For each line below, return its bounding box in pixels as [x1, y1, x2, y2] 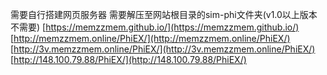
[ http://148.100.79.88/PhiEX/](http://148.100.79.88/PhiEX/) [10, 54, 247, 65]
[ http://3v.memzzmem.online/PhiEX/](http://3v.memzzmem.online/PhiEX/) [10, 43, 316, 55]
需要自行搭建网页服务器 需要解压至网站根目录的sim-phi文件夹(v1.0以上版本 [10, 9, 318, 20]
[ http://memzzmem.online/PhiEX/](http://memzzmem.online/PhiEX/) [10, 33, 291, 44]
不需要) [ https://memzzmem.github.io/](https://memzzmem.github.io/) [10, 21, 300, 33]
